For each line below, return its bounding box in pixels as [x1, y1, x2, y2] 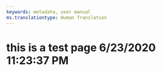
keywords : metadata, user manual [6, 8, 91, 15]
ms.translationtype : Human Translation [6, 15, 107, 21]
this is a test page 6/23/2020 [6, 41, 156, 55]
